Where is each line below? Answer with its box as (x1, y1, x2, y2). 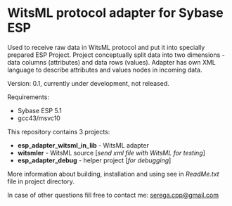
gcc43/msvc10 (17, 114, 61, 122)
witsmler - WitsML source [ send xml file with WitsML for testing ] (17, 148, 206, 157)
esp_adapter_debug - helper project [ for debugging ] (17, 156, 172, 165)
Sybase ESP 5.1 (17, 106, 62, 115)
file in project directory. (7, 177, 75, 186)
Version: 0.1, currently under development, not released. (7, 79, 170, 87)
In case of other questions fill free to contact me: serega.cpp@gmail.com (7, 191, 219, 199)
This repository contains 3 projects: (7, 127, 110, 136)
